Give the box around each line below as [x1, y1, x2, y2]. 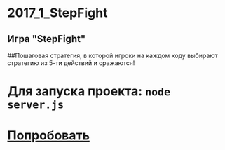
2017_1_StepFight [7, 5, 108, 21]
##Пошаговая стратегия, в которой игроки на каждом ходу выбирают [7, 51, 219, 60]
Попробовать [7, 128, 90, 144]
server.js [7, 98, 64, 111]
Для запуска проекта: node [7, 83, 170, 100]
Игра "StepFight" [7, 33, 86, 45]
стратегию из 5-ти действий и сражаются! [7, 59, 135, 67]
